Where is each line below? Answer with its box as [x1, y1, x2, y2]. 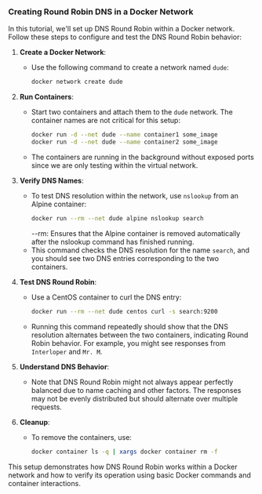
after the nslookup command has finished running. [31, 237, 195, 246]
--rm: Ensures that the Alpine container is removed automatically [31, 228, 241, 238]
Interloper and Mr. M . [31, 347, 103, 356]
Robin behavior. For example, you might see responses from [31, 338, 226, 347]
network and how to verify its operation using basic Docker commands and [8, 470, 251, 480]
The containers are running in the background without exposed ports [31, 152, 255, 162]
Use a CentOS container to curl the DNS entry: [31, 292, 182, 302]
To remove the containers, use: [31, 432, 132, 441]
